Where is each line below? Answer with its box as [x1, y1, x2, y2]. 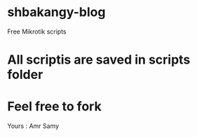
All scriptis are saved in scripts [7, 52, 191, 68]
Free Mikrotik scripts [7, 27, 67, 36]
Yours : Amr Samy [7, 122, 60, 130]
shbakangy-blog [7, 4, 106, 20]
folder [7, 67, 43, 82]
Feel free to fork [7, 99, 102, 115]
